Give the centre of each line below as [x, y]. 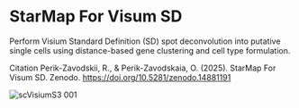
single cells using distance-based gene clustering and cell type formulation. [150, 50]
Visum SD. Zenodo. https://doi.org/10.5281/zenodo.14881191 [120, 77]
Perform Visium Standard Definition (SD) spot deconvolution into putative [145, 41]
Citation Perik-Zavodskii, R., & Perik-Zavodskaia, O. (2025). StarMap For [143, 68]
